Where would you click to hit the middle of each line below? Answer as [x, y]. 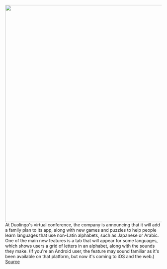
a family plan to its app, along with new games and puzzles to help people [81, 230]
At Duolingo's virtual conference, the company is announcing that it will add [83, 225]
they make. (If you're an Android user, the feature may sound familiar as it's [82, 251]
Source [12, 262]
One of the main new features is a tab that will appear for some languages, [82, 240]
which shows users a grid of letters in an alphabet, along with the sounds [80, 246]
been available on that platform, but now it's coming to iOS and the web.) [80, 256]
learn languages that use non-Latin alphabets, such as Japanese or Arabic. [82, 235]
